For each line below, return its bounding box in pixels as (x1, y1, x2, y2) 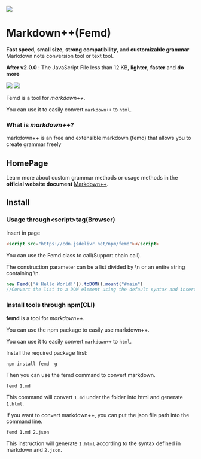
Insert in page (6, 229, 41, 236)
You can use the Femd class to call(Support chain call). (6, 251, 142, 259)
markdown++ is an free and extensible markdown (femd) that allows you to (6, 135, 191, 142)
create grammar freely (6, 141, 62, 148)
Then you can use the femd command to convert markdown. (6, 371, 156, 378)
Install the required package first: (6, 349, 88, 356)
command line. (6, 418, 43, 425)
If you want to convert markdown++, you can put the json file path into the (6, 411, 190, 418)
